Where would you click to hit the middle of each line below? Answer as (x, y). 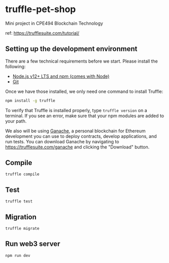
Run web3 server (33, 244)
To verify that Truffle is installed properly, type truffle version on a (76, 110)
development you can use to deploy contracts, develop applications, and (81, 136)
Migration (21, 217)
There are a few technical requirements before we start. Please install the (82, 61)
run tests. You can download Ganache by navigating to (62, 141)
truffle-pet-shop (40, 9)
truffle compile (22, 174)
